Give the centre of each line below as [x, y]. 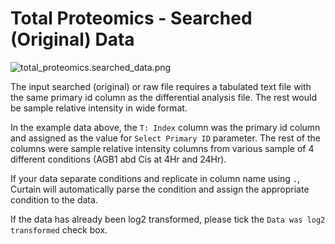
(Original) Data [72, 39]
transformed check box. [59, 229]
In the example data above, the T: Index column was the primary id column [165, 127]
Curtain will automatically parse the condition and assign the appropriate [160, 189]
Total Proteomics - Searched [131, 18]
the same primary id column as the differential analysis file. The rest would [163, 97]
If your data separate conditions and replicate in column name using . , [155, 178]
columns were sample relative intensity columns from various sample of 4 [162, 148]
